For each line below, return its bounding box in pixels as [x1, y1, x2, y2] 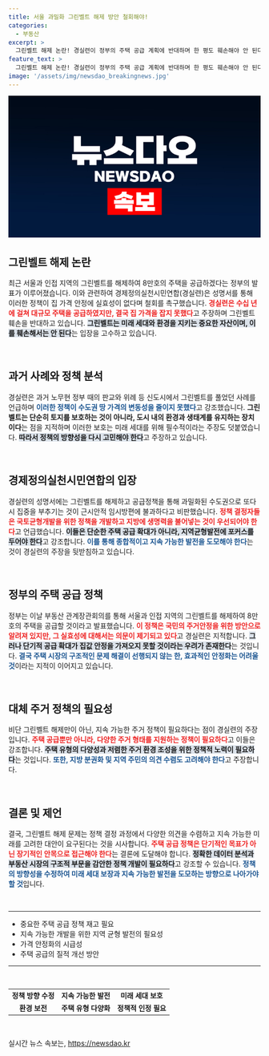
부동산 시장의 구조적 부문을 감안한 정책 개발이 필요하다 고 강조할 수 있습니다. [8, 859, 242, 869]
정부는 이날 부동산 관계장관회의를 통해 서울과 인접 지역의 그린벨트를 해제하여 [8, 610, 246, 621]
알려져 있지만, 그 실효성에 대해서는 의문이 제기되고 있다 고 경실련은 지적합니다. [8, 630, 248, 641]
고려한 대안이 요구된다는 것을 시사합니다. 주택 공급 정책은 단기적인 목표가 [22, 839, 248, 849]
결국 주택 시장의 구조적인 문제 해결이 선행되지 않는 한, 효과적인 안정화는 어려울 [18, 650, 259, 661]
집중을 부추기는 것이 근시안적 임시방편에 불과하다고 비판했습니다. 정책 [16, 506, 233, 516]
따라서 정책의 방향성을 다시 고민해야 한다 [18, 432, 144, 442]
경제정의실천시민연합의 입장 [8, 474, 138, 488]
